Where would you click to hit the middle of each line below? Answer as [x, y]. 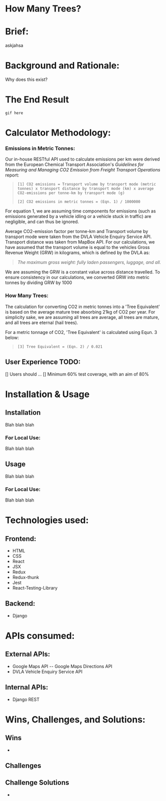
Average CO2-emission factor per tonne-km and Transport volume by [77, 231]
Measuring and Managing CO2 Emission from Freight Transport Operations [83, 170]
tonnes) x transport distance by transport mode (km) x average [85, 189]
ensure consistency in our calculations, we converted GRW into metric [77, 277]
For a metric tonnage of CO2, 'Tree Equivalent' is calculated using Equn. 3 [81, 332]
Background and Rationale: [62, 66]
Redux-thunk [26, 577]
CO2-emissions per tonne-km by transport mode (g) [71, 193]
